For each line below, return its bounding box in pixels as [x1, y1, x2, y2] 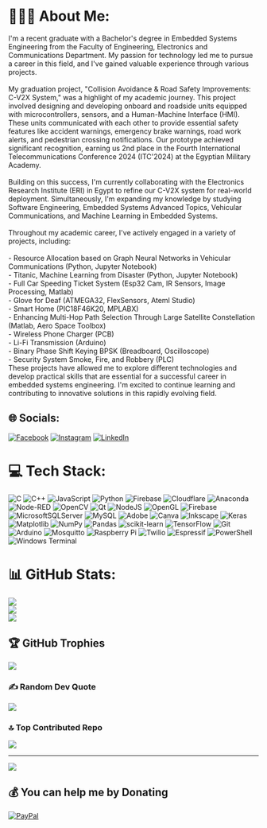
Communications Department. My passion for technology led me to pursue [8, 50, 253, 60]
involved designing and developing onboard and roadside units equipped [8, 101, 248, 111]
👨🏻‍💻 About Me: [8, 7, 110, 25]
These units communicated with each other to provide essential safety [8, 118, 239, 127]
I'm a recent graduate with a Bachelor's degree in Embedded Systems [8, 33, 238, 43]
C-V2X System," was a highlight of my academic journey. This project [8, 92, 236, 102]
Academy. [8, 160, 41, 169]
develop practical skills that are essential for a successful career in [8, 371, 226, 381]
